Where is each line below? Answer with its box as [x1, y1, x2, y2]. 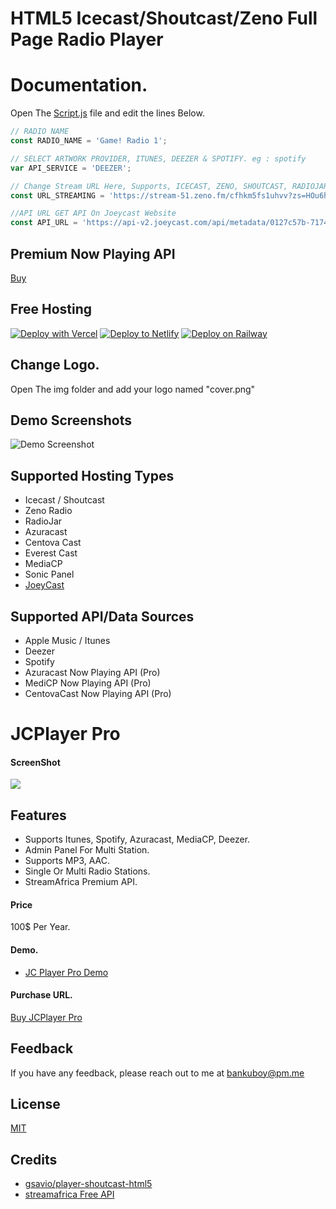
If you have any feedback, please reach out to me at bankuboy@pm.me [10, 1067, 305, 1079]
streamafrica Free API [24, 1188, 115, 1201]
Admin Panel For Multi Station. [24, 844, 150, 856]
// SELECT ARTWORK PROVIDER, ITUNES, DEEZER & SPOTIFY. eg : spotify [10, 153, 307, 164]
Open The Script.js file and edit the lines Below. [10, 107, 205, 119]
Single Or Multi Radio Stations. [24, 865, 151, 877]
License [10, 1096, 61, 1113]
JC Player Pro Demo [24, 966, 109, 978]
